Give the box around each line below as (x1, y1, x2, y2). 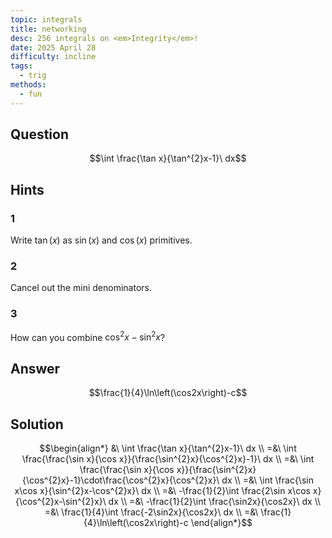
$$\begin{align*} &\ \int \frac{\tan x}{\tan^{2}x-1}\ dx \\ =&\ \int (39, 442, 297, 454)
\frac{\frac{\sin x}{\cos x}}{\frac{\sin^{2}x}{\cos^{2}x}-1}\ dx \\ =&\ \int (21, 453, 315, 465)
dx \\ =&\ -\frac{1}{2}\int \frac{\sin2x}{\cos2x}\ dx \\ (108, 496, 322, 507)
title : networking (10, 24, 87, 34)
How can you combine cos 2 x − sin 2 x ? (10, 329, 166, 343)
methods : (10, 80, 47, 90)
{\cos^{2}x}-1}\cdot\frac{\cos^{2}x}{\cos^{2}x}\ (22, 474, 220, 486)
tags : (10, 61, 33, 71)
